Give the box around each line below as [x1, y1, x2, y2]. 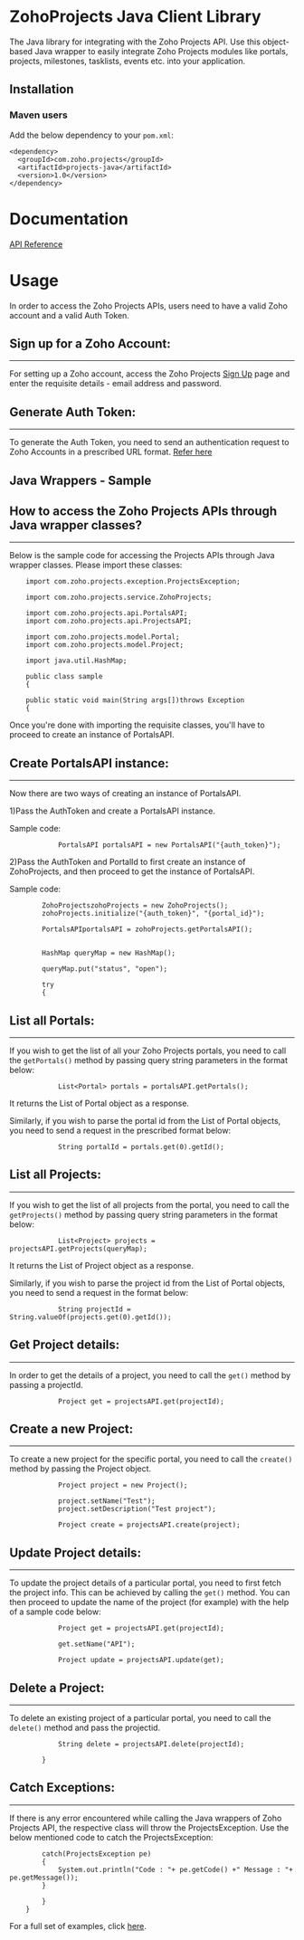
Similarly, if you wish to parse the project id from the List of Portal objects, [9, 1278, 286, 1289]
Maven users [9, 109, 68, 121]
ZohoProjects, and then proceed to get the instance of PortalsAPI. [9, 866, 255, 877]
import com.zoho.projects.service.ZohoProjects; [25, 593, 213, 603]
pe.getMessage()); [9, 1873, 79, 1882]
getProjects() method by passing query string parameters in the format [9, 1209, 278, 1220]
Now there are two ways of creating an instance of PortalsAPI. [9, 788, 242, 799]
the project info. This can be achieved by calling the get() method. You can [9, 1587, 290, 1598]
